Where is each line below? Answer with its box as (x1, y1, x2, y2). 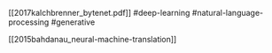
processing (8, 17, 50, 27)
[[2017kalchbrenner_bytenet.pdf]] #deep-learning (8, 8, 190, 18)
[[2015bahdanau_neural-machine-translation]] (8, 34, 177, 44)
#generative (51, 17, 96, 27)
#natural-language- (191, 8, 264, 18)
